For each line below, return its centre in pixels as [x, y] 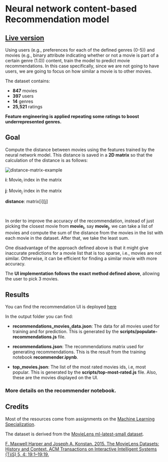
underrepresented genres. [33, 122]
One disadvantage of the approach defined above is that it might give [77, 248]
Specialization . [21, 424]
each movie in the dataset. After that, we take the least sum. [67, 238]
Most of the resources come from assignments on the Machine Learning [80, 419]
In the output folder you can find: [39, 317]
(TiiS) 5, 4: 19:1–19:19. [27, 454]
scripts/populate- [139, 332]
